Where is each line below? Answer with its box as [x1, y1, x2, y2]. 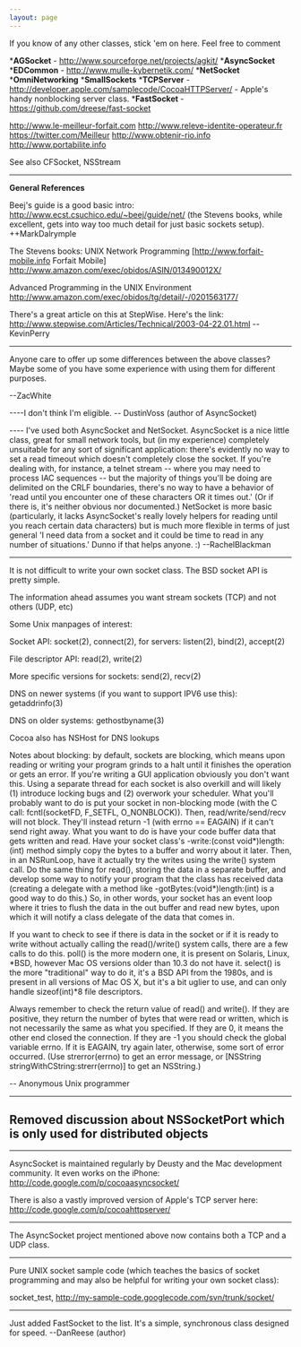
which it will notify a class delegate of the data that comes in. [9, 911, 235, 922]
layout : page [9, 13, 58, 22]
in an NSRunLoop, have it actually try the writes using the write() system [9, 854, 276, 865]
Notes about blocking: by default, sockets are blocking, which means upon [9, 749, 286, 760]
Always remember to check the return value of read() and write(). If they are [9, 1003, 289, 1014]
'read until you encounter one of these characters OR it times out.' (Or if [9, 491, 274, 502]
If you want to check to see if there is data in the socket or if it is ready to [9, 928, 279, 939]
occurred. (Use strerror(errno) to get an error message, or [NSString [9, 1050, 262, 1062]
